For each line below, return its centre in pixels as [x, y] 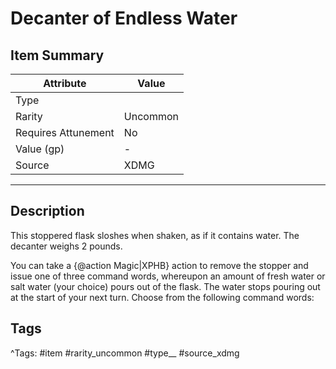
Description [47, 211]
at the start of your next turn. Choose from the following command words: [162, 297]
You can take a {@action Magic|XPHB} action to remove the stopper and [159, 265]
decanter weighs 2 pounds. [66, 246]
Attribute [65, 83]
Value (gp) [40, 149]
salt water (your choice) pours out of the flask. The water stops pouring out [165, 286]
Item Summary [57, 55]
